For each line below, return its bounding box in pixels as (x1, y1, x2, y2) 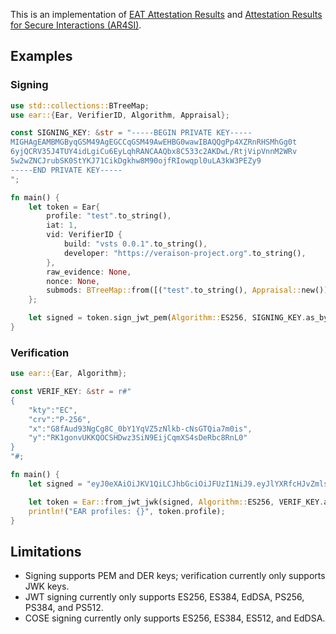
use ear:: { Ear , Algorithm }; (10, 369, 128, 379)
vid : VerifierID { (46, 230, 123, 240)
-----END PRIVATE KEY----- (10, 165, 123, 175)
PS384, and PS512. (24, 602, 104, 614)
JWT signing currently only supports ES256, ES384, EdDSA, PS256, (24, 591, 305, 603)
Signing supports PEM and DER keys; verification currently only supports (24, 570, 326, 582)
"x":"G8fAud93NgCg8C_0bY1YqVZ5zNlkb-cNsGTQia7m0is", (28, 424, 253, 434)
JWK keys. (24, 580, 70, 593)
